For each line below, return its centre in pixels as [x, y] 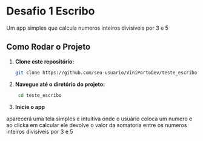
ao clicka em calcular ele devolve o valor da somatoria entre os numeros [97, 125]
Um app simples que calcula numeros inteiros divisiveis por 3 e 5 [87, 28]
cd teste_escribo [40, 95]
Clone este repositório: [45, 61]
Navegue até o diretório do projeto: [60, 84]
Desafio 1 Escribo [51, 11]
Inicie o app [30, 107]
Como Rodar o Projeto [48, 47]
